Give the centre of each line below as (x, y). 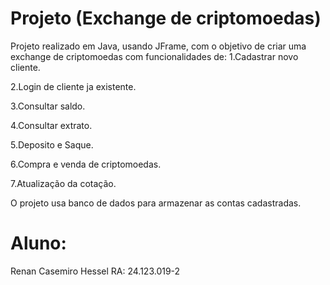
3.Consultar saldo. (48, 106)
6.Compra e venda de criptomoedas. (86, 164)
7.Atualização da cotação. (63, 183)
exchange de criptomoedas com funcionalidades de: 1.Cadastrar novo (154, 56)
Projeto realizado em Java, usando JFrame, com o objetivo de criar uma (158, 46)
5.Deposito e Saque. (52, 144)
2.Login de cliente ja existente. (73, 86)
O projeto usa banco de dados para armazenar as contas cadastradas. (156, 203)
